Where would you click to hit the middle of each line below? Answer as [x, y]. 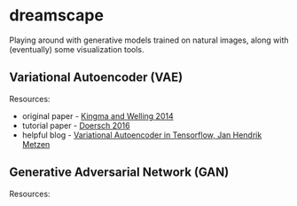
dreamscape [57, 16]
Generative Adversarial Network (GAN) [119, 173]
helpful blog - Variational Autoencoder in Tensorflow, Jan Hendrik [142, 135]
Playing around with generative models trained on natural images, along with [149, 40]
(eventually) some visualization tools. [77, 49]
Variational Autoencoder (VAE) [96, 78]
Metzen [36, 144]
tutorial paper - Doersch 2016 [76, 125]
